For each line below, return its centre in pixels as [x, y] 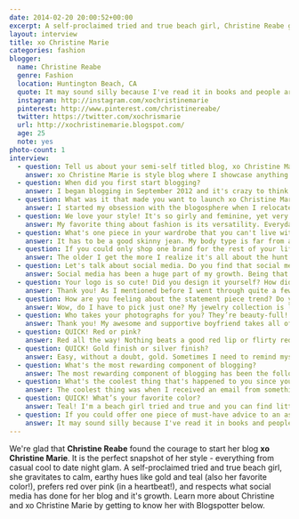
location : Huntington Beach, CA [77, 84]
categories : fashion [48, 51]
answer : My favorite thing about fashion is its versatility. [143, 224]
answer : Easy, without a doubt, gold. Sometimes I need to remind [151, 357]
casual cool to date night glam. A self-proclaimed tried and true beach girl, [145, 467]
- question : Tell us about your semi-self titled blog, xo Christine [149, 166]
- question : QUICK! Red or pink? [79, 332]
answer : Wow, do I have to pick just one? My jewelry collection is [155, 307]
